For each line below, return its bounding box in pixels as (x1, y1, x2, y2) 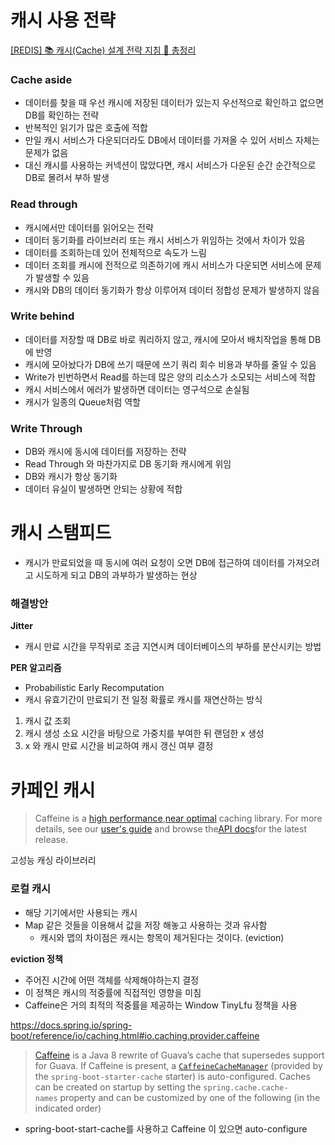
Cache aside (10, 72, 73, 86)
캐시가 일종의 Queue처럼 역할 (24, 396, 141, 408)
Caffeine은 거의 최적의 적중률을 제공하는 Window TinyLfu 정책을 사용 (24, 999, 298, 1011)
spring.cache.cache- (203, 1082, 289, 1093)
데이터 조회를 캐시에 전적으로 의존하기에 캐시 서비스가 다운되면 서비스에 (24, 259, 303, 271)
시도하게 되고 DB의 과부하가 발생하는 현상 (35, 569, 198, 581)
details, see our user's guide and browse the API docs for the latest (34, 823, 307, 835)
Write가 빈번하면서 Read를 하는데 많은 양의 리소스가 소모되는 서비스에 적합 (24, 371, 317, 383)
